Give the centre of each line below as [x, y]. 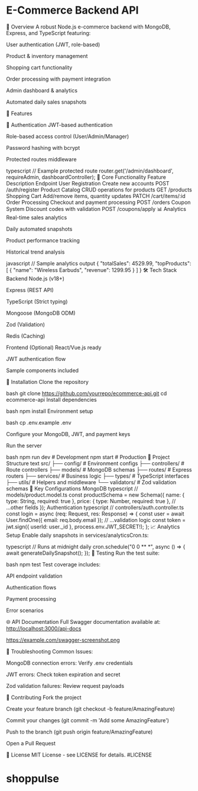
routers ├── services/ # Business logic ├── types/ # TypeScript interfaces [98, 476]
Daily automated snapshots [39, 229]
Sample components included [42, 370]
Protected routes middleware [41, 159]
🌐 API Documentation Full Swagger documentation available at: [83, 622]
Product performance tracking [43, 240]
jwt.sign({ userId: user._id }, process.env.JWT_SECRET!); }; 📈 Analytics [93, 526]
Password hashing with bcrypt [43, 148]
